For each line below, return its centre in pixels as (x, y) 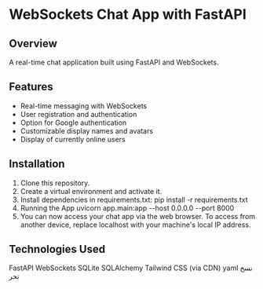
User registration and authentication (79, 114)
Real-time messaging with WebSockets (84, 106)
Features (31, 87)
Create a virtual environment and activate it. (91, 191)
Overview (33, 44)
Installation (37, 164)
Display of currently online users (73, 139)
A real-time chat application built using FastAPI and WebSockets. (114, 62)
